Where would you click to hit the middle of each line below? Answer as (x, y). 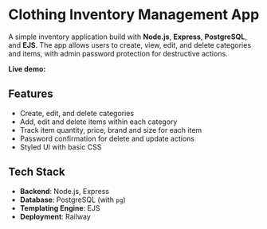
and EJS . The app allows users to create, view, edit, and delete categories (130, 45)
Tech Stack (37, 172)
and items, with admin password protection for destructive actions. (118, 53)
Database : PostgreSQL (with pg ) (73, 200)
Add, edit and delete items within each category (98, 122)
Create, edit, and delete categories (77, 113)
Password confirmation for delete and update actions (107, 138)
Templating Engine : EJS (60, 208)
